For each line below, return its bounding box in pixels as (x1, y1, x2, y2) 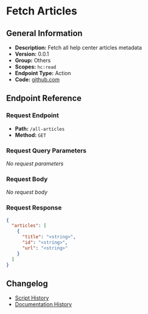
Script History (14, 294, 50, 301)
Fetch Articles (6, 4, 78, 18)
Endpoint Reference (6, 93, 82, 103)
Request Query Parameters (6, 146, 87, 154)
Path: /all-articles (14, 125, 65, 132)
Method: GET (14, 131, 47, 139)
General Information (6, 28, 83, 38)
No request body (6, 189, 48, 196)
